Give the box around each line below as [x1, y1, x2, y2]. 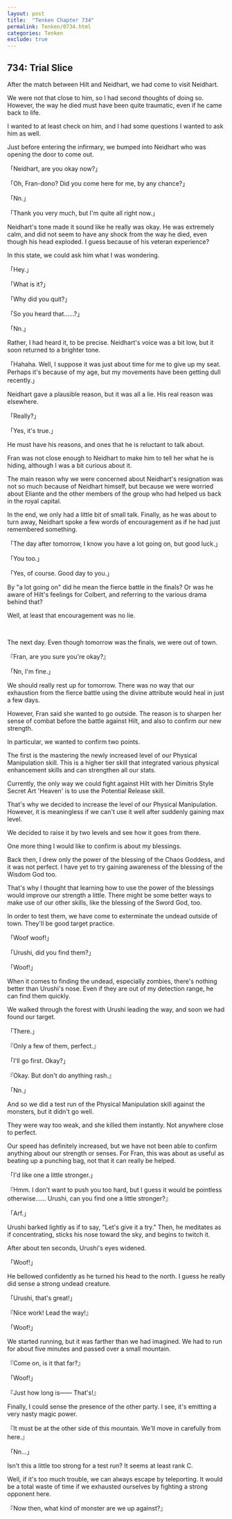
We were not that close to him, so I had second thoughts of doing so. [7, 93, 204, 101]
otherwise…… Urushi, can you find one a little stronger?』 [7, 1194, 172, 1203]
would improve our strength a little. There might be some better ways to [7, 891, 212, 899]
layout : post [7, 10, 45, 17]
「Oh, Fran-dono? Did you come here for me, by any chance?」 [7, 179, 189, 188]
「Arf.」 [7, 1209, 30, 1217]
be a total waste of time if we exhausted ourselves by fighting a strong [7, 1482, 208, 1490]
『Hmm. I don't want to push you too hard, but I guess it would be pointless [7, 1185, 222, 1194]
